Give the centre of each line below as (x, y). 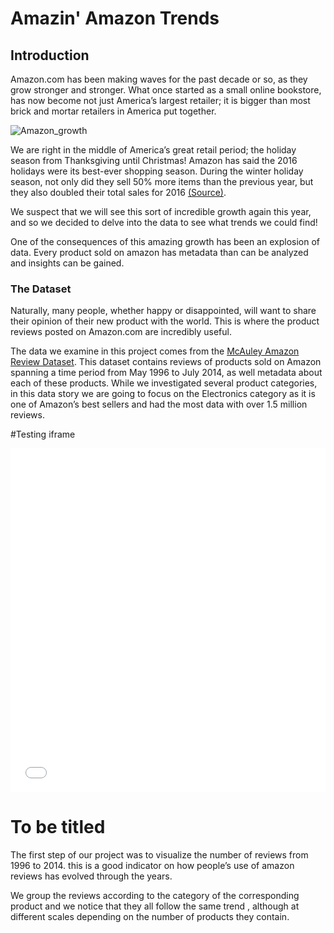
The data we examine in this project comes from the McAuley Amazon (155, 351)
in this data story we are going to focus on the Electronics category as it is (163, 394)
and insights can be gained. (67, 263)
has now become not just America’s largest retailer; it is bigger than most (160, 100)
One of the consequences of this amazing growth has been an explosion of (165, 241)
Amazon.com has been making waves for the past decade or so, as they (159, 79)
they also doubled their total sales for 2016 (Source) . (118, 192)
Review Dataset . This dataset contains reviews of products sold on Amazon (166, 362)
